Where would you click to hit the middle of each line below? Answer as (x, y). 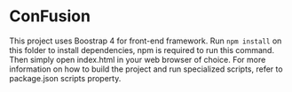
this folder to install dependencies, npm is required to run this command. (142, 50)
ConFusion (50, 16)
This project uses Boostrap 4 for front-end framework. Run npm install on (146, 41)
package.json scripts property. (65, 78)
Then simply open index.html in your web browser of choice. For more (138, 59)
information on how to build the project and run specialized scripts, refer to (146, 69)
